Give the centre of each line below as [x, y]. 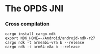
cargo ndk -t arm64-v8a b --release [42, 47]
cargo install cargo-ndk [30, 34]
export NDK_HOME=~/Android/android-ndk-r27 [50, 38]
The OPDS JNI [34, 9]
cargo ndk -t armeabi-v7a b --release [45, 43]
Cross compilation [27, 24]
